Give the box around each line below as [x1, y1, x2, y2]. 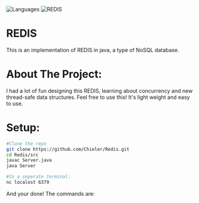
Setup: [6, 121, 40, 135]
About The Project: [6, 68, 102, 81]
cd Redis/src [6, 152, 39, 158]
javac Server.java [6, 157, 52, 163]
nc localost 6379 [6, 180, 50, 186]
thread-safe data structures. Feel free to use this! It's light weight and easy [6, 93, 190, 101]
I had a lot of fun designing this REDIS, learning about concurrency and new [6, 87, 193, 94]
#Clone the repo [6, 141, 47, 147]
